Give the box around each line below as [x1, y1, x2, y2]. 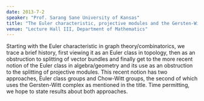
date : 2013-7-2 [6, 9, 45, 15]
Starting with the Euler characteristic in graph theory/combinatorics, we [6, 43, 185, 50]
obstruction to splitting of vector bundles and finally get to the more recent [6, 55, 193, 63]
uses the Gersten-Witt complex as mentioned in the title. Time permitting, [6, 82, 190, 89]
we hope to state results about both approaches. [6, 88, 128, 95]
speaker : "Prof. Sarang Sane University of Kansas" [6, 15, 140, 21]
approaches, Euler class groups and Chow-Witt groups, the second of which [6, 75, 198, 82]
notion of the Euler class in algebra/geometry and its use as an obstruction [6, 62, 193, 69]
